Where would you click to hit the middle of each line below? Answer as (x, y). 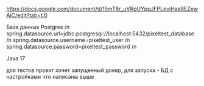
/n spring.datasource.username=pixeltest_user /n (68, 40)
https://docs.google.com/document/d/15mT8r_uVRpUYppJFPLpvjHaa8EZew (102, 9)
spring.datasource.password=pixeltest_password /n (72, 46)
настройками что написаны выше (50, 77)
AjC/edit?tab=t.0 (27, 15)
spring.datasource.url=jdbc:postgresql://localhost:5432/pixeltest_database (100, 34)
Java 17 (16, 58)
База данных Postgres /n (38, 27)
